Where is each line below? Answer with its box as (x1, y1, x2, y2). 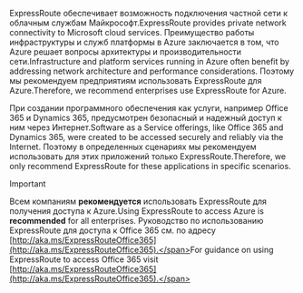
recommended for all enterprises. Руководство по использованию (9, 216, 264, 226)
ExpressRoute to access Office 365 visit (9, 254, 159, 265)
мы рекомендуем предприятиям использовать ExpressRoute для (9, 76, 262, 86)
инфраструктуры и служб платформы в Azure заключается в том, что (9, 36, 279, 47)
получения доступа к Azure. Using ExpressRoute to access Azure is (9, 206, 265, 217)
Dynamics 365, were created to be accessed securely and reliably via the (9, 132, 284, 142)
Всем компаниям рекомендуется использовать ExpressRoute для (9, 196, 268, 207)
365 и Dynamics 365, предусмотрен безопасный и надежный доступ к (9, 113, 283, 123)
